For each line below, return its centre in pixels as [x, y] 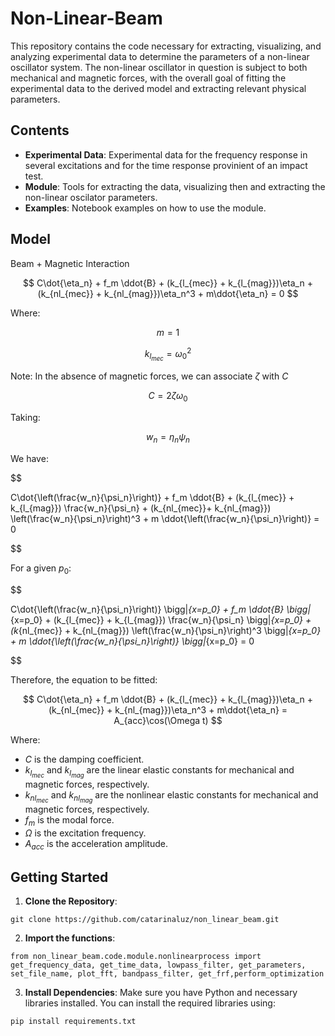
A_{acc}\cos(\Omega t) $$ [168, 720]
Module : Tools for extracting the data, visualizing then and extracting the [175, 186]
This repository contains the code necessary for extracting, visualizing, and [166, 46]
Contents [40, 130]
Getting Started [59, 877]
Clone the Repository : [71, 901]
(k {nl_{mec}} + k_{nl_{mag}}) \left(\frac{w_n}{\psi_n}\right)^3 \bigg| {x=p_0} [166, 630]
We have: [29, 458]
